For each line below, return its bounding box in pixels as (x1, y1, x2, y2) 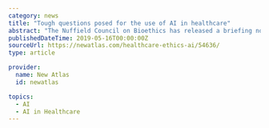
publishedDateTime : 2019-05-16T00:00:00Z (8, 34, 149, 42)
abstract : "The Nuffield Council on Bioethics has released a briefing (8, 26, 252, 34)
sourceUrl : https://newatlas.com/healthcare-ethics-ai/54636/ (8, 42, 220, 50)
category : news (8, 11, 59, 20)
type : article (8, 49, 56, 57)
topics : (8, 93, 34, 101)
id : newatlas (15, 78, 59, 86)
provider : (8, 63, 42, 72)
